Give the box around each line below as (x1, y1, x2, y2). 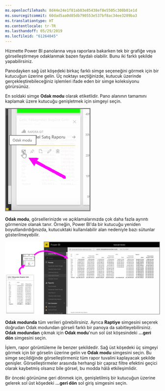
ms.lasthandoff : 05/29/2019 (5, 28, 63, 34)
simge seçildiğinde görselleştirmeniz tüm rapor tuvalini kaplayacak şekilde (5, 355, 156, 361)
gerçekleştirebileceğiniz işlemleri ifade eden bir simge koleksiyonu (5, 79, 139, 84)
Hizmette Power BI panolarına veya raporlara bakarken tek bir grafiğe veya (5, 48, 156, 54)
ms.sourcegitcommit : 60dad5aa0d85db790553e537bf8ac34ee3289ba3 (5, 13, 137, 18)
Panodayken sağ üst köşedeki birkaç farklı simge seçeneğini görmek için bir (5, 68, 159, 74)
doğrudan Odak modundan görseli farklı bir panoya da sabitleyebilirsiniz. (5, 325, 152, 331)
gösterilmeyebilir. (5, 232, 40, 238)
